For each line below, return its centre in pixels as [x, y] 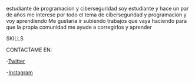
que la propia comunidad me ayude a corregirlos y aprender [79, 27]
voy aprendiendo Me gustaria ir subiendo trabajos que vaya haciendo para [97, 21]
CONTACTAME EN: [29, 50]
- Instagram [20, 72]
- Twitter [16, 61]
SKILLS [15, 38]
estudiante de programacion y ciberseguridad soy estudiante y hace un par [97, 8]
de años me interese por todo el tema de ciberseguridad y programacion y [96, 15]
